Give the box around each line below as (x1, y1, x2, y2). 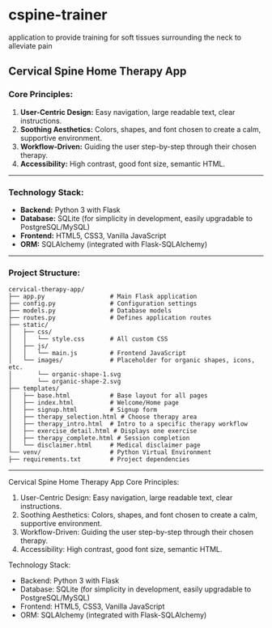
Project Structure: (8, 267, 81, 278)
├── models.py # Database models (8, 307, 172, 315)
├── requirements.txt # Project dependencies (8, 456, 190, 464)
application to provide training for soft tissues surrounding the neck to (8, 32, 241, 42)
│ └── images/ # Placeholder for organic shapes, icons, (8, 356, 255, 365)
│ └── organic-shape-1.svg (8, 371, 121, 379)
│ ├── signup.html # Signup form (8, 406, 158, 414)
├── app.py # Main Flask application (8, 293, 198, 301)
